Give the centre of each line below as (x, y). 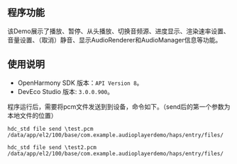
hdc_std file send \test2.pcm (52, 147)
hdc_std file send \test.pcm (50, 129)
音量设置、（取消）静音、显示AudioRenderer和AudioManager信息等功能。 (115, 40)
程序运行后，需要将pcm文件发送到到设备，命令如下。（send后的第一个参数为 (119, 106)
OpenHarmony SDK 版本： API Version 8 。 (80, 83)
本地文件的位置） (32, 115)
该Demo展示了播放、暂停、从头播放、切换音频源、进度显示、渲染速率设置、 (118, 31)
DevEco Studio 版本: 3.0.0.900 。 (66, 91)
